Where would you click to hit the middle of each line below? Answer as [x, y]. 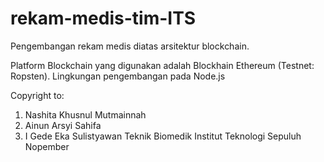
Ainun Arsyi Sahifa [63, 125]
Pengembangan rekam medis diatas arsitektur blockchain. [130, 46]
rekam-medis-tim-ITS [103, 18]
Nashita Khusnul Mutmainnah [85, 114]
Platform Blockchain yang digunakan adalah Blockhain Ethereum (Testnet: [162, 65]
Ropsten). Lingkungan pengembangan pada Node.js [118, 76]
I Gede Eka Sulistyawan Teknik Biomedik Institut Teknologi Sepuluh [163, 136]
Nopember [47, 146]
